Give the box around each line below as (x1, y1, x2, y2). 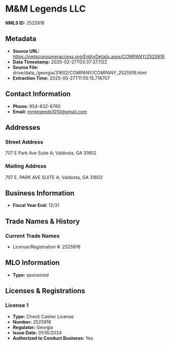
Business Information (5, 189, 75, 197)
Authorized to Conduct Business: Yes (12, 335, 93, 341)
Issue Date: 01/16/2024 (12, 329, 62, 335)
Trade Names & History (5, 217, 80, 226)
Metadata (5, 34, 37, 43)
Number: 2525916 (12, 319, 52, 325)
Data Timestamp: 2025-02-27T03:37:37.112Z (12, 59, 108, 65)
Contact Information (5, 90, 71, 98)
